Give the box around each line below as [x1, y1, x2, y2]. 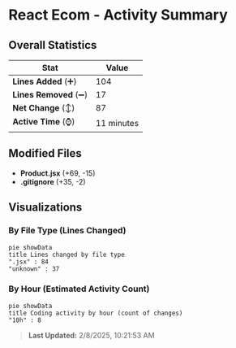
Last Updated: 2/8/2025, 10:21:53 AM [28, 330, 156, 340]
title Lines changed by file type [8, 250, 126, 259]
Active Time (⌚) [12, 116, 75, 127]
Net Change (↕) [12, 102, 75, 113]
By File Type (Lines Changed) [8, 225, 127, 237]
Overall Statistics [8, 38, 97, 52]
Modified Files [8, 146, 83, 160]
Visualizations [8, 201, 83, 215]
